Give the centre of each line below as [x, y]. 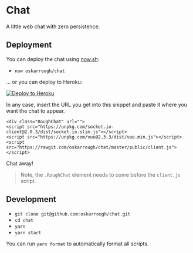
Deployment [29, 45]
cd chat [24, 220]
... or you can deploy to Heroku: [44, 82]
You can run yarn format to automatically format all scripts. [77, 244]
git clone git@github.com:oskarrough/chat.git [72, 214]
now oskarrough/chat [40, 71]
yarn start [28, 232]
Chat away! [20, 163]
